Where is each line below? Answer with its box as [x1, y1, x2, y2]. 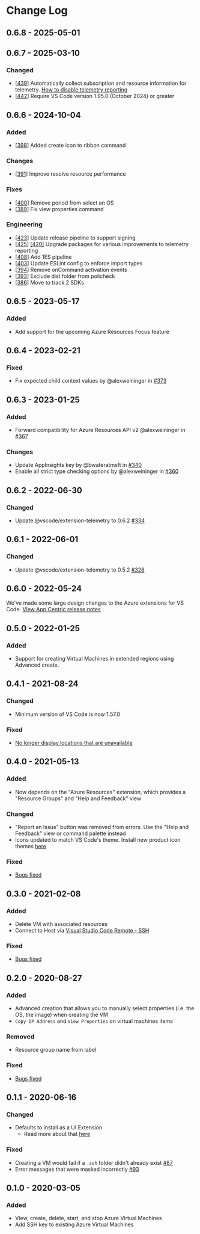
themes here [14, 843, 47, 850]
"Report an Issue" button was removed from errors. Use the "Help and [14, 824, 189, 831]
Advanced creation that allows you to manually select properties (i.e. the [14, 1005, 195, 1012]
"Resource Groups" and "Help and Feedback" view [14, 795, 142, 802]
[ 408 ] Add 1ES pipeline [14, 253, 72, 261]
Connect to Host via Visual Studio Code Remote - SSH [14, 927, 150, 934]
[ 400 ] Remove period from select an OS [14, 199, 114, 206]
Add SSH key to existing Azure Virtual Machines [14, 1221, 134, 1228]
